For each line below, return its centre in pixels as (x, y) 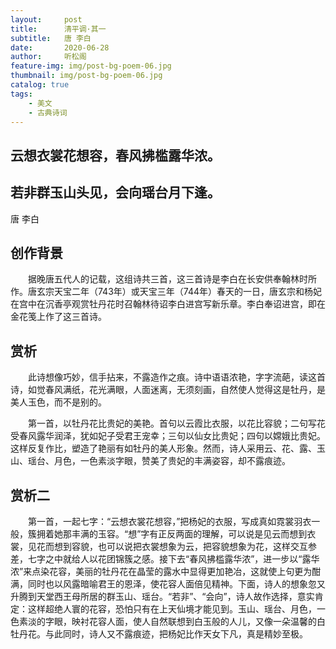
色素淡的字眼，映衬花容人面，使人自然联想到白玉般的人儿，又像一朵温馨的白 (168, 622)
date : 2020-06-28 (60, 47)
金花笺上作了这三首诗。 (58, 317)
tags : (21, 94)
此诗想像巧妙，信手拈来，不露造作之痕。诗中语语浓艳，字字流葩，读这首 (176, 377)
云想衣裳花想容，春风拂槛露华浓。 (115, 155)
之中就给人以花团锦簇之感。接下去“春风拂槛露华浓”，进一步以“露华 (182, 559)
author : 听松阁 (48, 57)
